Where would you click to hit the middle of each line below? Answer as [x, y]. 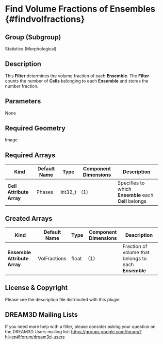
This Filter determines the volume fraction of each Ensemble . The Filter [77, 76]
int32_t [68, 192]
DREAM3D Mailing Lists [41, 315]
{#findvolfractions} [45, 19]
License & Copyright [36, 288]
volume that [136, 252]
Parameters [23, 101]
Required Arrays [30, 155]
